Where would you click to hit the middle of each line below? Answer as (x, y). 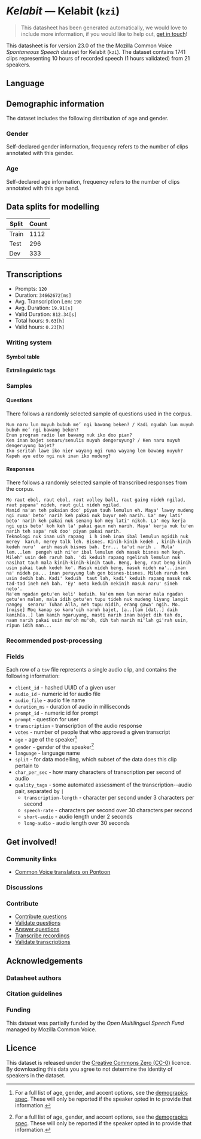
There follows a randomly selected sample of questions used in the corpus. (99, 414)
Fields (15, 657)
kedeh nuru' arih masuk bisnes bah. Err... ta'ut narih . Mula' (91, 547)
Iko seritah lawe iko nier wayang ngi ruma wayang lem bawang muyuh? (95, 451)
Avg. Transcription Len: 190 (48, 302)
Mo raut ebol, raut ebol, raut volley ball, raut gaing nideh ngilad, (96, 500)
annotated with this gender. (40, 153)
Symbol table (23, 357)
